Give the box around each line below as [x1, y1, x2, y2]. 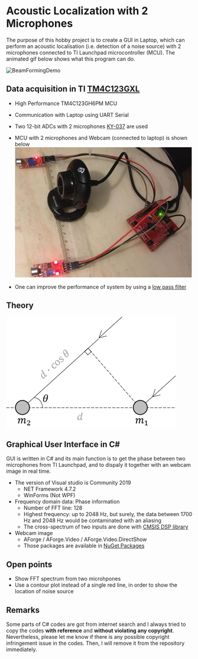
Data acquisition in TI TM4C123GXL [6, 84, 140, 94]
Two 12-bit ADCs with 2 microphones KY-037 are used [14, 123, 148, 130]
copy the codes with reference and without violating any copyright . [6, 627, 174, 634]
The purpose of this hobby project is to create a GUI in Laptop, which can [6, 36, 185, 43]
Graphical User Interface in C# [6, 440, 120, 450]
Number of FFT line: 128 [23, 504, 83, 511]
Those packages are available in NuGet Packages [23, 542, 145, 549]
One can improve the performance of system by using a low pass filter [14, 283, 187, 290]
